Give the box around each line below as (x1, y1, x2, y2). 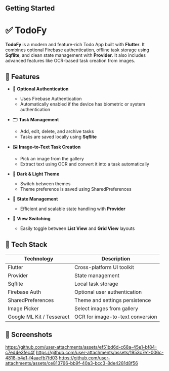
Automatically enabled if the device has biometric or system (20, 101, 146, 107)
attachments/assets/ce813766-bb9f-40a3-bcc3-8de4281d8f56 (5, 360, 138, 366)
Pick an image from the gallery (20, 156, 85, 162)
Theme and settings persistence (74, 296, 151, 303)
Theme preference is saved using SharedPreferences (20, 186, 132, 192)
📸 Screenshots (5, 330, 53, 339)
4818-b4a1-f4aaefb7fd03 (5, 355, 58, 361)
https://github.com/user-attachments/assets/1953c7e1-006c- (35, 349, 164, 355)
